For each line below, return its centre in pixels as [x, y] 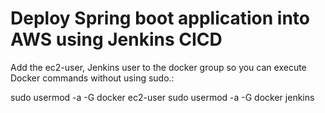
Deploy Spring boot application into [160, 18]
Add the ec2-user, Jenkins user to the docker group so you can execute [158, 67]
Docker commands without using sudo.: [92, 78]
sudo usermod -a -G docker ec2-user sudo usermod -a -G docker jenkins [162, 97]
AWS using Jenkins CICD [116, 39]
